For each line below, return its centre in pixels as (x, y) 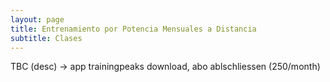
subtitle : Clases (46, 38)
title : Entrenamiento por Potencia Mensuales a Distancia (133, 29)
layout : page (37, 19)
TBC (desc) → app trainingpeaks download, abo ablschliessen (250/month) (165, 67)
